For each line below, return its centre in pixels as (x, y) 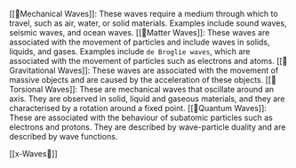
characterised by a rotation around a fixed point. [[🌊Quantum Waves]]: (138, 108)
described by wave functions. (64, 136)
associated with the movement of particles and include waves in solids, (140, 42)
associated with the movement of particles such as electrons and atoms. (142, 61)
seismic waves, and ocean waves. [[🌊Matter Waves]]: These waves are (140, 32)
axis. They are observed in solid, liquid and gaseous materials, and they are (147, 99)
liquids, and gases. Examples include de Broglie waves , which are (130, 52)
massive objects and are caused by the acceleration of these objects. (136, 80)
